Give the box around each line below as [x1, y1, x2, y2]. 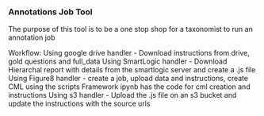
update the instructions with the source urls [8, 99, 151, 109]
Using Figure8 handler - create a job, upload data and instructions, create [8, 74, 248, 83]
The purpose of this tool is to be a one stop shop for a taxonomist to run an [8, 25, 254, 34]
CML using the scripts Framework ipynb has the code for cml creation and [8, 82, 251, 91]
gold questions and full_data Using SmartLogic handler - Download [8, 56, 228, 66]
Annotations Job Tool [8, 6, 93, 17]
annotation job [8, 33, 55, 42]
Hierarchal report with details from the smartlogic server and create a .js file [8, 65, 256, 75]
